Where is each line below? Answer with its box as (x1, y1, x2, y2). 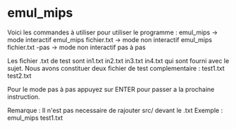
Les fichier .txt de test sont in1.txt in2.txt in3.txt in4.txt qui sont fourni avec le (7, 56, 230, 64)
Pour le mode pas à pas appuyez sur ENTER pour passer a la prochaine (7, 85, 215, 93)
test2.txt (7, 72, 32, 80)
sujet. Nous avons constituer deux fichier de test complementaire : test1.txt (7, 64, 225, 72)
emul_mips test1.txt (7, 114, 63, 122)
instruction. (7, 93, 40, 101)
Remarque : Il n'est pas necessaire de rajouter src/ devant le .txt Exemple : (7, 106, 223, 114)
